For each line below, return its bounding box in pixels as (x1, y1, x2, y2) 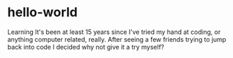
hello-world (7, 4, 78, 21)
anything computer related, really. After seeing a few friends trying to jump (7, 35, 227, 43)
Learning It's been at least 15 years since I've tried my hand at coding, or (7, 28, 221, 36)
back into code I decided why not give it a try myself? (7, 42, 165, 51)
